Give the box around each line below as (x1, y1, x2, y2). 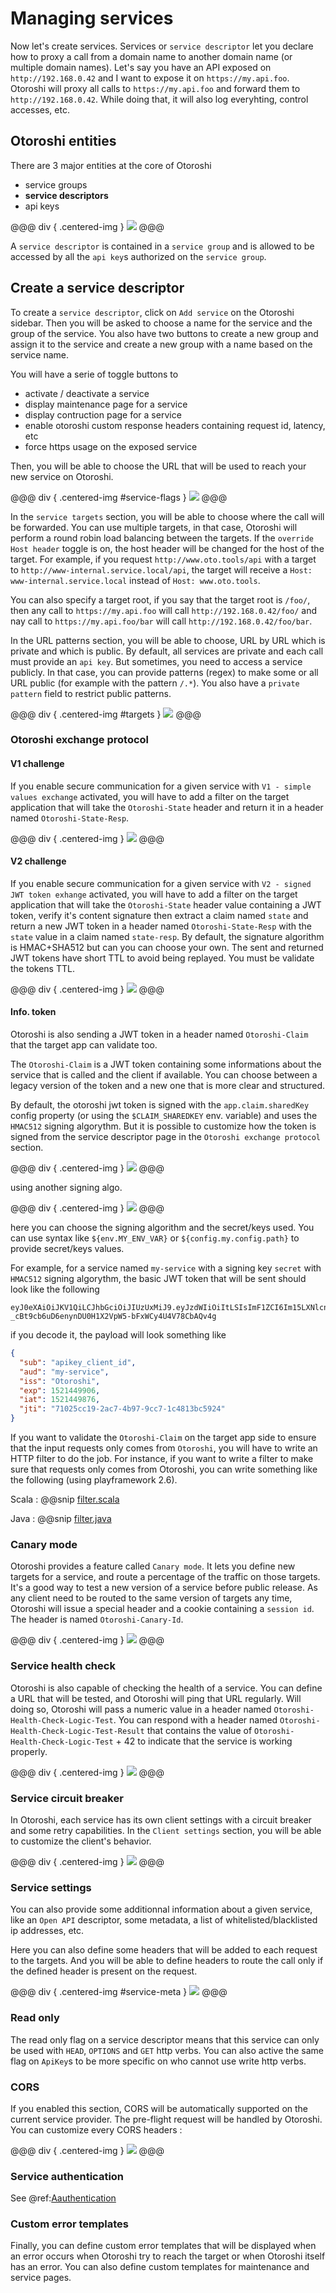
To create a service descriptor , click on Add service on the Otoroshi (10, 306, 295, 318)
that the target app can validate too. (10, 1039, 158, 1051)
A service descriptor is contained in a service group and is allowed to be (10, 240, 315, 252)
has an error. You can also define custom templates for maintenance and (10, 2261, 310, 2273)
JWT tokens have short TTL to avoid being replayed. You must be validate (10, 952, 315, 964)
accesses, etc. (10, 103, 70, 116)
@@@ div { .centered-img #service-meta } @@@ (10, 1986, 228, 1998)
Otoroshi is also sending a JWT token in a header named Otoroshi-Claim (10, 1028, 309, 1041)
